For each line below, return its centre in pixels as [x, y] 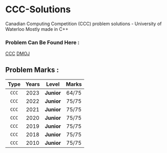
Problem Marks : [32, 70]
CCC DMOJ [18, 54]
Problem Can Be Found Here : [43, 42]
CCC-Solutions [38, 9]
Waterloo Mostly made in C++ [37, 29]
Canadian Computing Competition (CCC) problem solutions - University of [83, 24]
